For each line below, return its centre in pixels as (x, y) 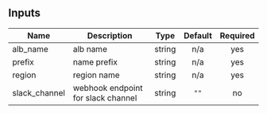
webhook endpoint (108, 88)
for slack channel (105, 97)
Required (237, 35)
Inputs (25, 13)
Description (110, 35)
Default (198, 35)
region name (97, 75)
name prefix (95, 61)
